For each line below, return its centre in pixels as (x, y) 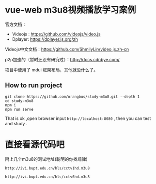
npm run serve (19, 109)
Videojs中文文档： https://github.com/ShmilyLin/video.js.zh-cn (67, 49)
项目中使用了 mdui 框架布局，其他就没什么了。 (52, 70)
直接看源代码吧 (35, 144)
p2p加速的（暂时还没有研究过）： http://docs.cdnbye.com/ (62, 59)
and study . (16, 123)
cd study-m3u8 (19, 101)
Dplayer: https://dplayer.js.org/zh (45, 39)
